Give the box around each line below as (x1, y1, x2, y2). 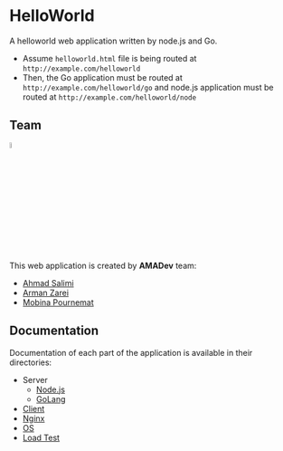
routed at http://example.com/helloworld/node (22, 91, 197, 102)
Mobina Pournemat (22, 296, 95, 308)
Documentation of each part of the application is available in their (9, 347, 253, 358)
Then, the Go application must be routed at (22, 72, 183, 82)
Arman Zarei (22, 287, 70, 298)
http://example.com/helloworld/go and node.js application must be (22, 82, 274, 92)
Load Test (22, 432, 61, 443)
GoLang (35, 393, 66, 404)
